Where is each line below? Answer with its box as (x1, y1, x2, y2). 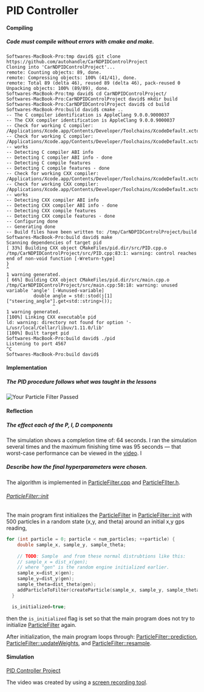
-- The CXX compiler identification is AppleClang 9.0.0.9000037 (6, 117, 175, 123)
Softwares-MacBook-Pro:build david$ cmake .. (6, 106, 123, 112)
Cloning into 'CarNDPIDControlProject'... (6, 64, 115, 70)
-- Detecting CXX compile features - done (6, 213, 115, 219)
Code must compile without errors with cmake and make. (6, 38, 155, 46)
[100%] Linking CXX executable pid (6, 314, 97, 320)
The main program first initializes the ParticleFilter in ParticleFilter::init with (6, 511, 192, 519)
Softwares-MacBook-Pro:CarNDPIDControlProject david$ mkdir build (6, 95, 178, 102)
